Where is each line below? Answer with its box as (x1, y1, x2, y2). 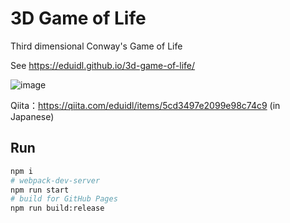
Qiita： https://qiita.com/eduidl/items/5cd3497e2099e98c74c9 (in (10, 99, 281, 111)
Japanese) (10, 110, 55, 122)
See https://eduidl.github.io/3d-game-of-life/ (10, 59, 196, 71)
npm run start (10, 185, 70, 195)
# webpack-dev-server (10, 175, 101, 186)
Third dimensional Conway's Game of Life (10, 40, 183, 52)
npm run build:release (10, 203, 105, 214)
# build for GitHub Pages (10, 194, 118, 204)
